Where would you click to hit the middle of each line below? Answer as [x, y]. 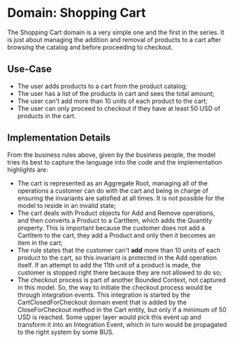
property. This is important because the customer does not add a [111, 227]
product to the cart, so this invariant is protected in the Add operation [117, 258]
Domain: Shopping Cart [76, 13]
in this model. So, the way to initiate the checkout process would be [115, 287]
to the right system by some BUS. [66, 332]
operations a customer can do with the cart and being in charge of [113, 190]
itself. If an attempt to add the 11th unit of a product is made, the [109, 265]
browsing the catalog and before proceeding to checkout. [90, 47]
